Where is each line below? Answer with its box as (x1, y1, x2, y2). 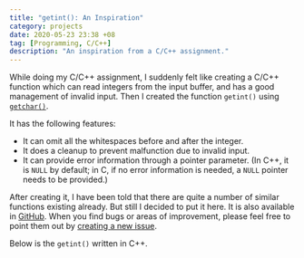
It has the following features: (9, 119, 116, 129)
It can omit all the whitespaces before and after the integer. (22, 136, 244, 147)
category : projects (9, 22, 83, 31)
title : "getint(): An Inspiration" (9, 13, 144, 23)
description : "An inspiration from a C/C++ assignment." (9, 47, 230, 56)
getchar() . (9, 100, 49, 111)
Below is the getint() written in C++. (9, 238, 148, 249)
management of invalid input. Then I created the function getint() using (9, 91, 279, 102)
